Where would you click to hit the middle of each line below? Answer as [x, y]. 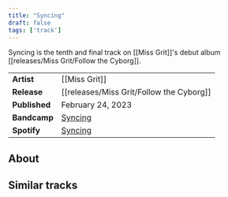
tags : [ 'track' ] [35, 30]
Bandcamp [33, 117]
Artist [23, 80]
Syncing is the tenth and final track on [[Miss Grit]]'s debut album [114, 53]
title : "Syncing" [37, 15]
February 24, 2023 [97, 105]
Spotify [26, 131]
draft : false [30, 23]
